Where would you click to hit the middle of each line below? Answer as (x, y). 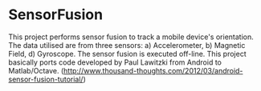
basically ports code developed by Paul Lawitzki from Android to (115, 62)
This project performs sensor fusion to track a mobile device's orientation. (131, 37)
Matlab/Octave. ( (36, 70)
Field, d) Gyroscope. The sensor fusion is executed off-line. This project (127, 53)
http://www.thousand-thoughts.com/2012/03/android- (153, 70)
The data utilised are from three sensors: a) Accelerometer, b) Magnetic (127, 45)
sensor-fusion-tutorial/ (46, 79)
